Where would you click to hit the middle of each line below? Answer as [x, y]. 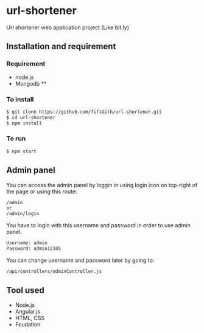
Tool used [25, 290]
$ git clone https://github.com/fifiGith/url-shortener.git [84, 112]
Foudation [28, 324]
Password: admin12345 [34, 249]
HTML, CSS [30, 318]
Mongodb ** [31, 83]
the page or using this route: [42, 191]
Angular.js [28, 311]
